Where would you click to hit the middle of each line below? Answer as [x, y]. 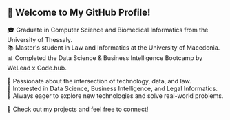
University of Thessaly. [40, 39]
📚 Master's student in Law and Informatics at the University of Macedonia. [114, 47]
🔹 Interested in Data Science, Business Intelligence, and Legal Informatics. [113, 88]
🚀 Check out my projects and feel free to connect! [78, 109]
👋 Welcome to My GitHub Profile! [79, 13]
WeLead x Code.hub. [37, 68]
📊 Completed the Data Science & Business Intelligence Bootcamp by [105, 58]
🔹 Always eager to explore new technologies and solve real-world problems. [115, 96]
